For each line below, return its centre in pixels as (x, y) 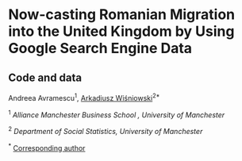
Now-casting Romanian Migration (122, 15)
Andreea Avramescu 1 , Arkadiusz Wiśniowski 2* (84, 97)
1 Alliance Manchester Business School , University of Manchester (117, 114)
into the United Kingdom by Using (121, 31)
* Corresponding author (47, 147)
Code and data (45, 77)
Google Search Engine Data (100, 48)
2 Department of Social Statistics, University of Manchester (106, 130)
